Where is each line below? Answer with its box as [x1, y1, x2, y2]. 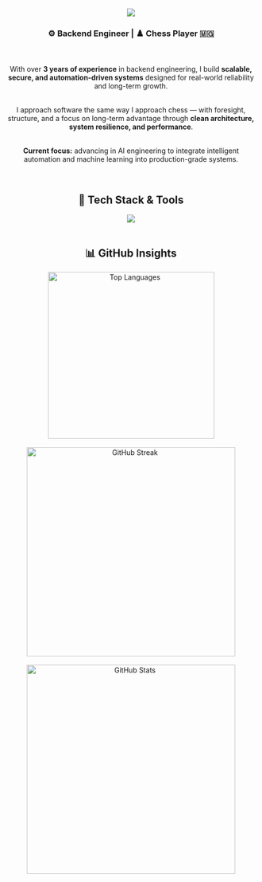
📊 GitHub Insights [84, 246, 178, 260]
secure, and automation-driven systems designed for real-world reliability [8, 73, 254, 83]
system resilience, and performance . [68, 122, 194, 131]
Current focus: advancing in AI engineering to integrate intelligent [22, 146, 240, 155]
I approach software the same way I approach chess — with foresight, [16, 105, 246, 115]
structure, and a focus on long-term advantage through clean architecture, [7, 114, 255, 123]
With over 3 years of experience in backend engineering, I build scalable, [10, 65, 252, 74]
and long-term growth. [94, 81, 168, 91]
